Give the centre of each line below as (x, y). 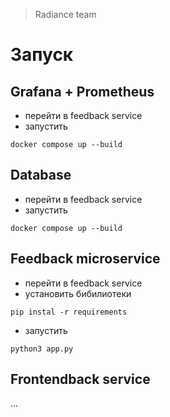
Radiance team (65, 14)
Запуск (42, 55)
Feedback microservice (85, 259)
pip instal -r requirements (69, 312)
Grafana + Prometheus (82, 91)
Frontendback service (80, 379)
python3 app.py (42, 349)
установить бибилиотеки (78, 293)
